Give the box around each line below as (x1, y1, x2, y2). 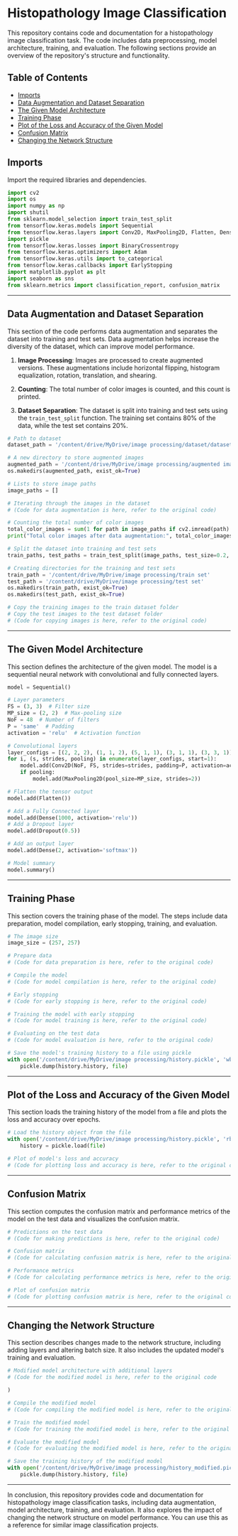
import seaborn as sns (7, 275, 74, 282)
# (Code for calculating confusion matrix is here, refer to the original (7, 1255, 233, 1262)
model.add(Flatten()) (7, 795, 72, 802)
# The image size (7, 933, 59, 940)
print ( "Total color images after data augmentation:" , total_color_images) (7, 532, 236, 539)
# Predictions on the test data (7, 1228, 103, 1235)
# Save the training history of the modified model (7, 1458, 163, 1465)
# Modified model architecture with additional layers (7, 1367, 173, 1375)
